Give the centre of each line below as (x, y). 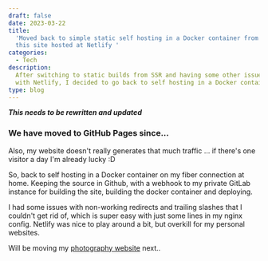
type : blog (26, 90)
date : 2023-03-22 (37, 23)
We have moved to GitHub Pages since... (89, 133)
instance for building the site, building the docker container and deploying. (130, 192)
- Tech (26, 61)
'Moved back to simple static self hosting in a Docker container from (137, 38)
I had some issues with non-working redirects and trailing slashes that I (125, 207)
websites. (24, 232)
